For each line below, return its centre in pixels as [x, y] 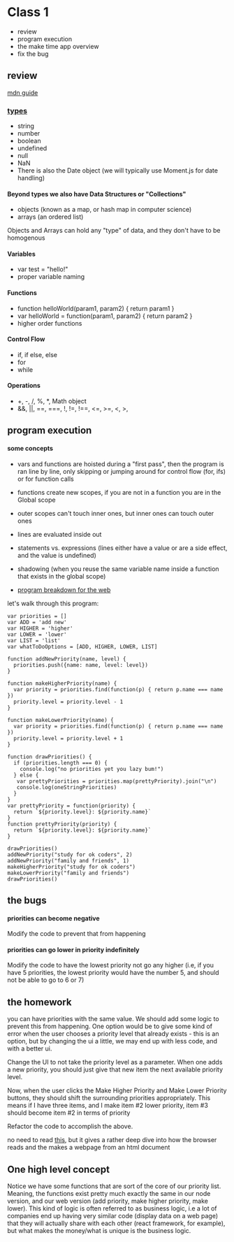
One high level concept [59, 1169]
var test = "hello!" [43, 269]
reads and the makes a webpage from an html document [89, 1148]
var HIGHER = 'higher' [40, 628]
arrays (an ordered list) [50, 217]
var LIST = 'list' [34, 640]
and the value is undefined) [57, 555]
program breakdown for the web [64, 590]
